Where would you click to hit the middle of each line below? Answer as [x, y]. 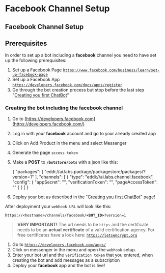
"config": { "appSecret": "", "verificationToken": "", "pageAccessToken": [85, 182]
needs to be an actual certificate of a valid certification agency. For [86, 230]
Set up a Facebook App [36, 80]
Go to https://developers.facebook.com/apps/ [59, 244]
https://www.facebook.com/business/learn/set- [111, 70]
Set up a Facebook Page [37, 70]
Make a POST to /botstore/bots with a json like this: [65, 162]
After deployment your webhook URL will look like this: [58, 206]
